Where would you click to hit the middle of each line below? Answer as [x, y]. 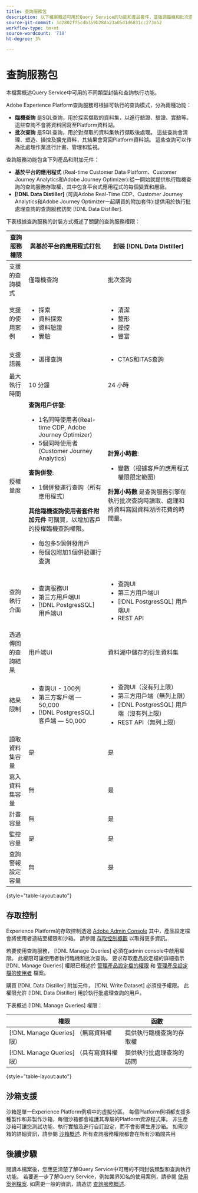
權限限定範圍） [138, 477]
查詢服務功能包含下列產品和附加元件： [52, 159]
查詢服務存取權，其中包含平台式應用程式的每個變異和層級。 [97, 187]
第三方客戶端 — [60, 697]
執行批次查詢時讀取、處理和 [146, 500]
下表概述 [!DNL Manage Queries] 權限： [55, 1005]
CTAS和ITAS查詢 [141, 359]
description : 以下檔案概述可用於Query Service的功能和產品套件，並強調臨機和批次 [98, 17]
